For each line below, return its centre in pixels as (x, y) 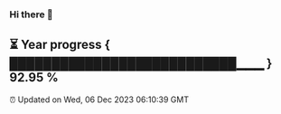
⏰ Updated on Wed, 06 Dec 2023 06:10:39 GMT (99, 100)
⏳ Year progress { (60, 45)
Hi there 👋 (32, 14)
